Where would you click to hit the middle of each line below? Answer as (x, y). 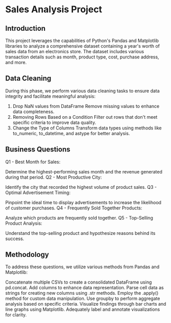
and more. (16, 62)
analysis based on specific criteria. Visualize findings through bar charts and (86, 304)
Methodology (27, 255)
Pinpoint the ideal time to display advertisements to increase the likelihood (83, 202)
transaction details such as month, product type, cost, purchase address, (82, 57)
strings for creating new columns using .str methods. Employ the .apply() (82, 293)
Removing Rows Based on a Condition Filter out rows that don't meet (85, 117)
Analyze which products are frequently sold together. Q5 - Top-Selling (79, 218)
